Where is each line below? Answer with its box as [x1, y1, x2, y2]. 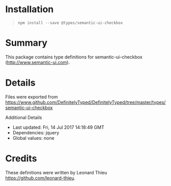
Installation [5, 4, 54, 15]
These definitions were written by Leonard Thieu [5, 169, 107, 175]
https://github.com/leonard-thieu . [5, 175, 75, 181]
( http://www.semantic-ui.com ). [5, 59, 70, 65]
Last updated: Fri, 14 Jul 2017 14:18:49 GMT [12, 124, 104, 130]
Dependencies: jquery [12, 129, 60, 135]
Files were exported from [5, 94, 58, 100]
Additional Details [5, 114, 42, 120]
